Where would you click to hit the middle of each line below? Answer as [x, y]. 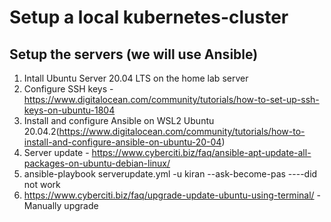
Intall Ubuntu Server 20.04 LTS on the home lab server [136, 78]
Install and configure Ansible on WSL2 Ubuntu [119, 120]
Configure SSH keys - [68, 89]
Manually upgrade [61, 205]
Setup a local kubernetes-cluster [149, 17]
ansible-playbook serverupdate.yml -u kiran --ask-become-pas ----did [170, 174]
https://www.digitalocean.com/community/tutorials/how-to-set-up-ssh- [171, 99]
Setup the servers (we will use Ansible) [134, 54]
